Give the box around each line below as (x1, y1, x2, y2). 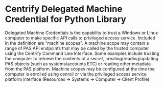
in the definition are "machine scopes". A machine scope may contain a (5, 40, 149, 46)
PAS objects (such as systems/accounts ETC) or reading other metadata (5, 61, 151, 67)
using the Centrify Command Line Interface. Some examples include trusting (5, 50, 160, 56)
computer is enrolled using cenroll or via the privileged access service (5, 71, 147, 77)
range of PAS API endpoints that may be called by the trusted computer (5, 45, 149, 51)
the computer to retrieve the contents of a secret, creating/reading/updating (5, 55, 159, 61)
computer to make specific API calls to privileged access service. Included (5, 35, 156, 41)
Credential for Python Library (5, 14, 126, 25)
